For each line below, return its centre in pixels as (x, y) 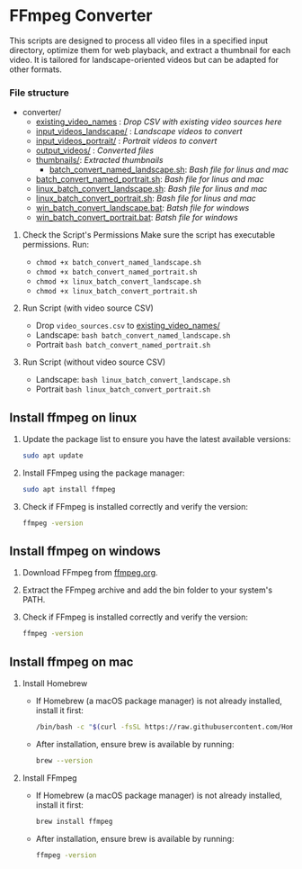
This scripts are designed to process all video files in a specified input (138, 41)
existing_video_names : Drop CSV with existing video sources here (159, 122)
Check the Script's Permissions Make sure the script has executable (149, 235)
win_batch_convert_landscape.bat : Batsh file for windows (142, 208)
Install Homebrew (55, 683)
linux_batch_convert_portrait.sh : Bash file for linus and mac (146, 198)
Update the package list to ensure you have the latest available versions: (156, 439)
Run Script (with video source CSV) (88, 308)
